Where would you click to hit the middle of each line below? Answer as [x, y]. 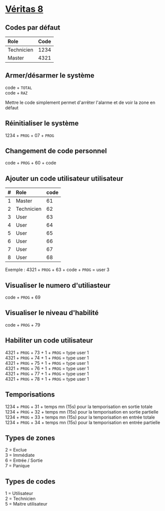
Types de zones [30, 438]
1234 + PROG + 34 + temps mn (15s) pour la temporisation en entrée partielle [83, 422]
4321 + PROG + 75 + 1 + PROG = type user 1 [47, 363]
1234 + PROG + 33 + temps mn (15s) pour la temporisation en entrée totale [80, 417]
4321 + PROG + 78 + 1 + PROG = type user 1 [47, 379]
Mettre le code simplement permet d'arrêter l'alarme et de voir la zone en [80, 102]
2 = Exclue [16, 450]
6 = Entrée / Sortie [24, 460]
